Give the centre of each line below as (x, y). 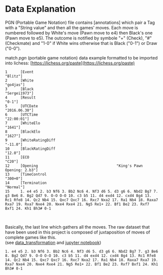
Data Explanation (40, 9)
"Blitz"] (14, 76)
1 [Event (20, 72)
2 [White (20, 80)
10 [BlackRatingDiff (30, 149)
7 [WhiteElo (23, 123)
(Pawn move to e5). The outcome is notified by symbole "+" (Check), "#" (79, 38)
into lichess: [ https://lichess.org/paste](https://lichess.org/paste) (70, 63)
